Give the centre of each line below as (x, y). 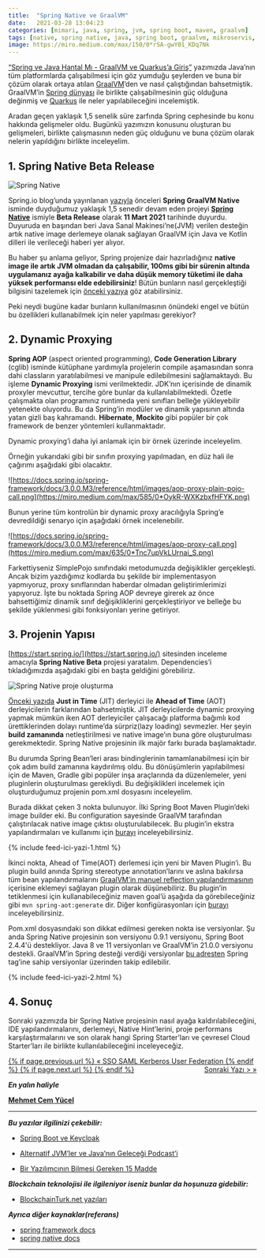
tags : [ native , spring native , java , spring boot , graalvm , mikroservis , (132, 37)
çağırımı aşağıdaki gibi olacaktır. (60, 464)
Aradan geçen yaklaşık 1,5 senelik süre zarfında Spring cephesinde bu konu (131, 116)
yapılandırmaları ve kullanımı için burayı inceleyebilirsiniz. (101, 832)
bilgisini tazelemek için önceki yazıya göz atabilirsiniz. (95, 291)
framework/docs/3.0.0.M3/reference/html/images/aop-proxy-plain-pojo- (127, 488)
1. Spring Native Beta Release (82, 166)
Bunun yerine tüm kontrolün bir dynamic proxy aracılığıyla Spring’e (116, 512)
